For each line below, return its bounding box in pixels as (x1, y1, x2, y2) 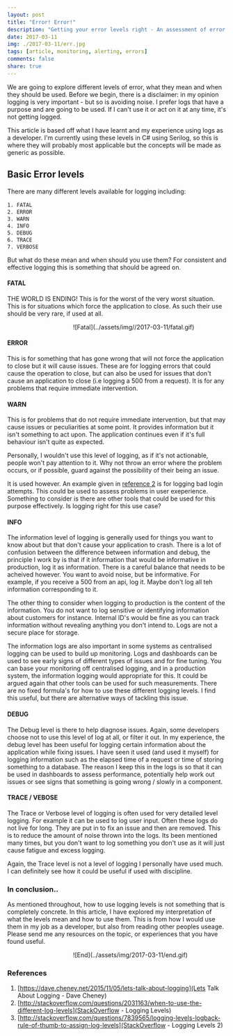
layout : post (7, 11, 45, 18)
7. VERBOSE (7, 243, 39, 251)
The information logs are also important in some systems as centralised (7, 642, 212, 651)
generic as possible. (7, 148, 65, 156)
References (7, 968, 47, 977)
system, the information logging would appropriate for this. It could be (7, 672, 208, 680)
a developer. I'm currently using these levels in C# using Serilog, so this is (7, 133, 219, 142)
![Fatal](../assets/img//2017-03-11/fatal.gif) (72, 323, 195, 331)
